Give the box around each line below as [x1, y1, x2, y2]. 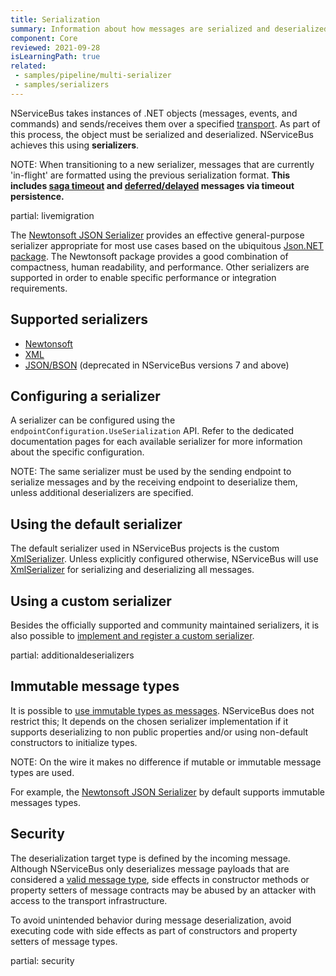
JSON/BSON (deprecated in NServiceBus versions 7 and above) [24, 359, 290, 371]
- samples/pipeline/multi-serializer [14, 71, 172, 81]
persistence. [10, 190, 65, 202]
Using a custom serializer [10, 592, 172, 610]
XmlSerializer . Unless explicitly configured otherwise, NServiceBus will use [10, 553, 319, 565]
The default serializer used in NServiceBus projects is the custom [10, 542, 280, 555]
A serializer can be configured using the [10, 414, 176, 426]
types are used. [10, 766, 75, 778]
